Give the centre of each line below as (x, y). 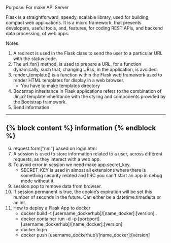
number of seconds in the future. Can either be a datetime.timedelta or (87, 197)
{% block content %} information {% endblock (81, 128)
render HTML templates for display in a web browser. (69, 80)
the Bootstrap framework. (40, 102)
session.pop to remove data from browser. (57, 186)
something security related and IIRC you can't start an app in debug (91, 175)
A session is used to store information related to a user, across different (88, 154)
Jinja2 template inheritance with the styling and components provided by (89, 97)
